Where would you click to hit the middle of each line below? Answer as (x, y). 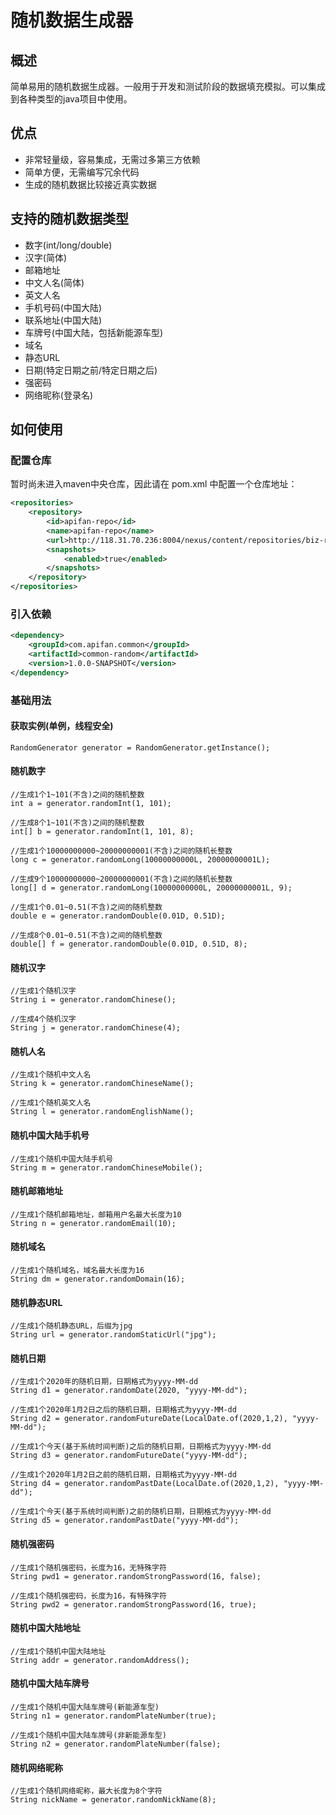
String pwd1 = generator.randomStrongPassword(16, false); (136, 1576)
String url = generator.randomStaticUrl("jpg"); (113, 1335)
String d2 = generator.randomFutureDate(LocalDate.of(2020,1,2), (149, 1419)
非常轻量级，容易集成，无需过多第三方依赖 (112, 159)
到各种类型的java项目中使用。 (71, 99)
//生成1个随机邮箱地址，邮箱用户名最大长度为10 (96, 1214)
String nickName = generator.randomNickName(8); (113, 1800)
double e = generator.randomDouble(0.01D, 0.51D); (118, 916)
